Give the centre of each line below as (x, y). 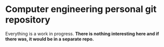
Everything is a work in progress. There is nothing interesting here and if (82, 33)
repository (28, 20)
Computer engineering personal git (81, 9)
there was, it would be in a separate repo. (50, 39)
